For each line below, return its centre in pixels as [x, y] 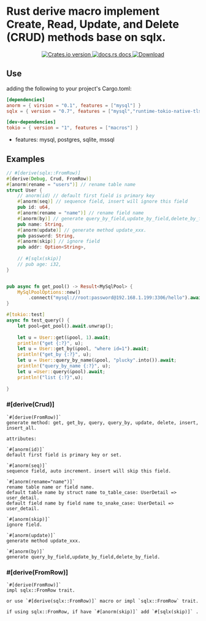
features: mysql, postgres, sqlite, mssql [65, 140]
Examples [25, 159]
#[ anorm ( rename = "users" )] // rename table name [71, 184]
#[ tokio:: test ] [26, 315]
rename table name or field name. [51, 487]
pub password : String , [46, 236]
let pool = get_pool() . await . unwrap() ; [66, 326]
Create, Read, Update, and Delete [93, 24]
